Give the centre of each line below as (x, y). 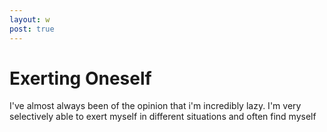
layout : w (30, 19)
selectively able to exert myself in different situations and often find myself (163, 117)
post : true (32, 29)
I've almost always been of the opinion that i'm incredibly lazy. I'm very (155, 106)
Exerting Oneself (80, 78)
